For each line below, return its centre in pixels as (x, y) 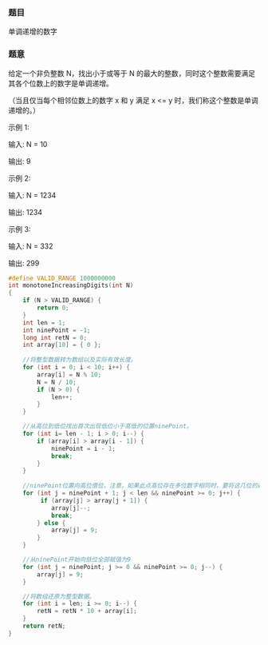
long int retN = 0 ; (55, 337)
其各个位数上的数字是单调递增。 (61, 83)
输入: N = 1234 (32, 195)
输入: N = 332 (31, 246)
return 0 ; (53, 308)
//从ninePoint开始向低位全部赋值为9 (77, 560)
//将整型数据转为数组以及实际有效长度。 (80, 360)
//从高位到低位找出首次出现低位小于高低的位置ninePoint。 (108, 426)
